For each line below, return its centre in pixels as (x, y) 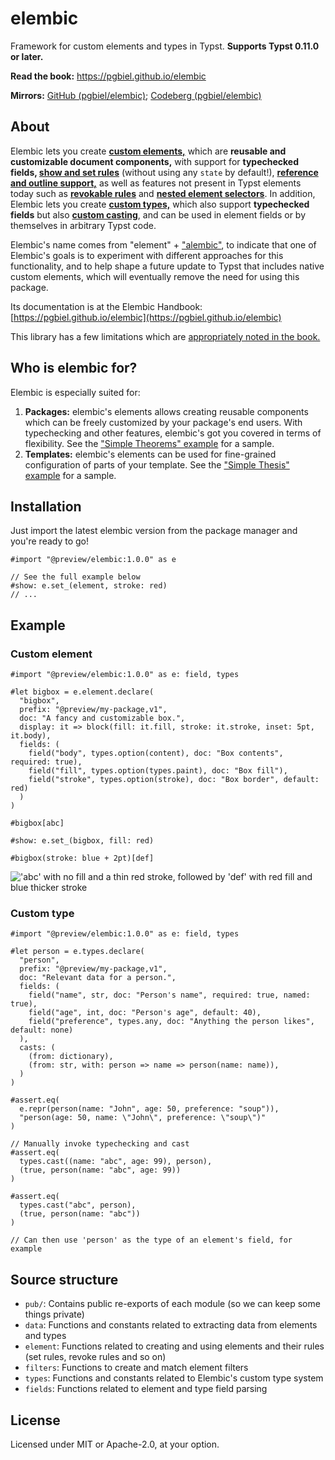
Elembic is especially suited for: (75, 392)
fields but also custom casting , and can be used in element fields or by (158, 214)
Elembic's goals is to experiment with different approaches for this (147, 255)
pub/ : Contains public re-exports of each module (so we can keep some (172, 1304)
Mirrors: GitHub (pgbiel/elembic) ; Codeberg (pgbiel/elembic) (136, 95)
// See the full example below (75, 577)
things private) (54, 1314)
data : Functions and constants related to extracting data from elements (171, 1325)
